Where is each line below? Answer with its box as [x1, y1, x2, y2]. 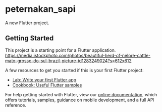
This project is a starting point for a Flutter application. [5, 47, 116, 53]
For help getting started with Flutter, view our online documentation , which [5, 91, 158, 97]
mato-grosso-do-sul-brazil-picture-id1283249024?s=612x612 [5, 58, 132, 64]
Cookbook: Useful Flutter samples [12, 82, 82, 88]
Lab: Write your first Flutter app [12, 76, 77, 82]
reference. [5, 102, 26, 108]
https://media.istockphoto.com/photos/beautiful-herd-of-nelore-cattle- [5, 52, 151, 58]
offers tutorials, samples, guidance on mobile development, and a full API [5, 97, 155, 103]
